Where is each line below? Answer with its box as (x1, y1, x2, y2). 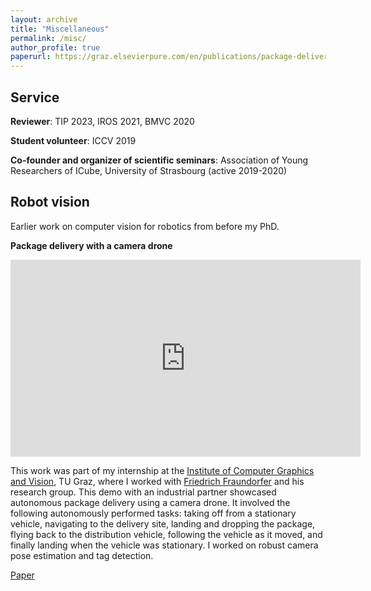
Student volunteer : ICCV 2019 (10, 134, 137, 146)
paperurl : (10, 52, 52, 62)
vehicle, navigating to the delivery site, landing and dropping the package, (10, 517, 316, 530)
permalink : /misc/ (10, 33, 87, 43)
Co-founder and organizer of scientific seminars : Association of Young (10, 154, 309, 166)
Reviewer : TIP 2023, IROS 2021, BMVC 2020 (10, 115, 195, 127)
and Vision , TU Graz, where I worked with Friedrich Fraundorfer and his (10, 475, 305, 487)
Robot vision (10, 194, 90, 211)
